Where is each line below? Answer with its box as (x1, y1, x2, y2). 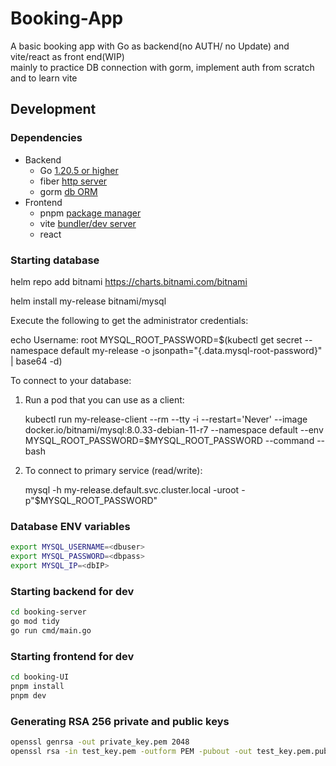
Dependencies (10, 131, 83, 145)
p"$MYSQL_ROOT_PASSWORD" (24, 494, 158, 506)
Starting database (10, 253, 100, 267)
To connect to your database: (10, 374, 132, 386)
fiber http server (39, 175, 108, 187)
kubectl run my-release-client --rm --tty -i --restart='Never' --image (24, 413, 308, 425)
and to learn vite (10, 72, 78, 84)
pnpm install (10, 681, 65, 691)
